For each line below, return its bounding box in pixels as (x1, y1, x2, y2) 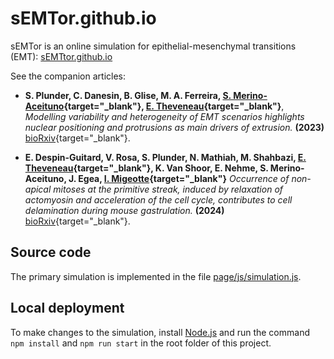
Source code (10, 244, 92, 261)
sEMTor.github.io (10, 7, 157, 30)
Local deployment (10, 300, 125, 317)
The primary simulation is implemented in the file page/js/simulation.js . (10, 270, 302, 282)
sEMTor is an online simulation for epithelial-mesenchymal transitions (10, 40, 297, 52)
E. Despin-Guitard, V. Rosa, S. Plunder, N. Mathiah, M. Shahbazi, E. (24, 151, 307, 163)
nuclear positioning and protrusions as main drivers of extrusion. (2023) (24, 121, 325, 133)
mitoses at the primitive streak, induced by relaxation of (53, 183, 284, 195)
